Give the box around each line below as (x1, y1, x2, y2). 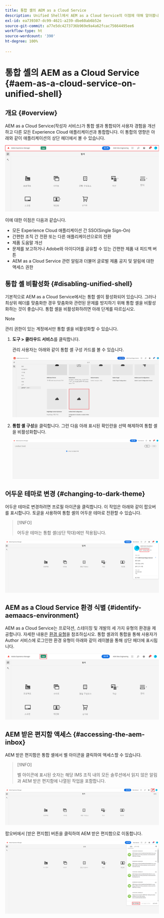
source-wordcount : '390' (5, 34, 56, 39)
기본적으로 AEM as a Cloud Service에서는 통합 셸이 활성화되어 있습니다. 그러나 (5, 293, 157, 299)
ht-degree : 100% (5, 39, 38, 44)
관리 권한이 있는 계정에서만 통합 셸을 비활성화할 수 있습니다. (5, 326, 119, 332)
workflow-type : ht (5, 28, 42, 34)
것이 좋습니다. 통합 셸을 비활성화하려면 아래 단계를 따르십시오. (18, 306, 135, 312)
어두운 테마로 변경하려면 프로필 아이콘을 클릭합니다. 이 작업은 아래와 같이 (5, 504, 143, 510)
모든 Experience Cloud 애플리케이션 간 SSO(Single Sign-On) (12, 227, 131, 233)
